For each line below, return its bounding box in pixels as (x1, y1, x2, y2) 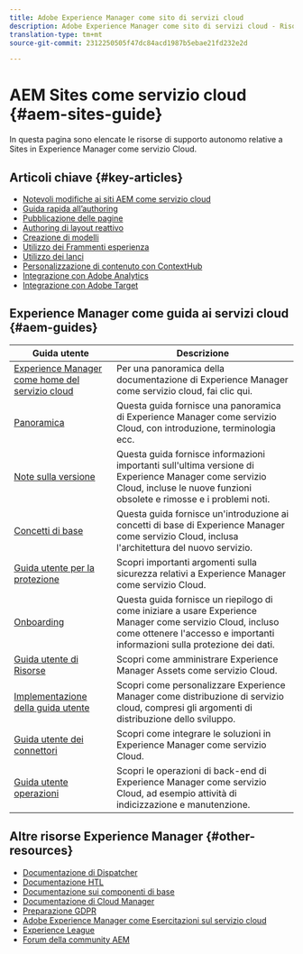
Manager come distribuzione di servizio (115, 690, 284, 702)
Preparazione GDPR (22, 905, 97, 916)
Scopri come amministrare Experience (115, 653, 279, 665)
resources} (9, 843, 74, 858)
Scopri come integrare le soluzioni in (115, 727, 271, 739)
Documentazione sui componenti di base (22, 885, 175, 897)
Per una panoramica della (115, 362, 225, 374)
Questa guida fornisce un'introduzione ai (115, 507, 289, 519)
